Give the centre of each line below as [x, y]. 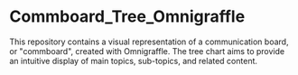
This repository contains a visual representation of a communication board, [149, 42]
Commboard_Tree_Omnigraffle [127, 17]
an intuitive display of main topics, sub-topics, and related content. [134, 61]
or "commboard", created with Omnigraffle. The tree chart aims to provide [147, 51]
